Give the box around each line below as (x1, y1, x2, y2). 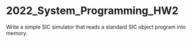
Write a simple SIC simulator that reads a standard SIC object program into (6, 23, 186, 30)
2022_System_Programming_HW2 (6, 4, 179, 17)
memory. (6, 29, 28, 36)
